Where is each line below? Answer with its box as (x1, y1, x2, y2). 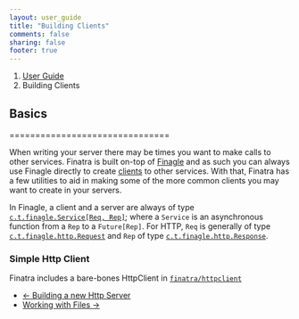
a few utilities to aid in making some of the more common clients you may (9, 175, 279, 185)
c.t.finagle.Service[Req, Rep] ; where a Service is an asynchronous (9, 211, 263, 222)
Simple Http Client (9, 252, 90, 265)
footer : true (9, 46, 58, 55)
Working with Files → (21, 299, 101, 310)
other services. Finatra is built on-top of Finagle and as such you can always (9, 156, 290, 167)
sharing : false (9, 37, 66, 47)
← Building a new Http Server (21, 290, 131, 301)
